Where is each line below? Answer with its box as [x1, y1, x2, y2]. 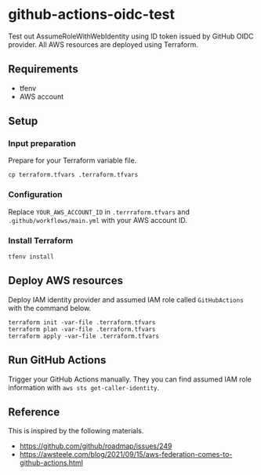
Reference [8, 406, 60, 419]
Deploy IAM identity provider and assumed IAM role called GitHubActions [8, 294, 245, 304]
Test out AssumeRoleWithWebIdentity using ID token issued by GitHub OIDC [8, 31, 254, 41]
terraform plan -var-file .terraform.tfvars [8, 325, 156, 333]
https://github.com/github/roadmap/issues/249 [19, 441, 172, 451]
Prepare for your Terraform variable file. [8, 155, 137, 166]
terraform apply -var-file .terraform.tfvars [8, 332, 159, 340]
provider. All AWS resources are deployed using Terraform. [8, 39, 198, 49]
